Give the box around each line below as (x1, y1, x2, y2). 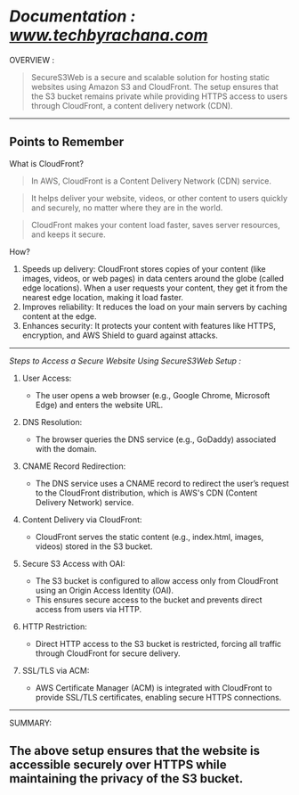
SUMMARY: (9, 717, 52, 728)
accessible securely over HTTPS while (9, 758, 227, 773)
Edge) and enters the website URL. (35, 399, 164, 410)
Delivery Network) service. (35, 496, 134, 507)
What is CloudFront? (9, 158, 85, 168)
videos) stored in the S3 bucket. (35, 541, 153, 552)
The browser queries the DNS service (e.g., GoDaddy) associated (35, 434, 277, 445)
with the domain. (35, 443, 97, 454)
